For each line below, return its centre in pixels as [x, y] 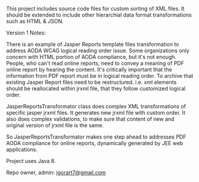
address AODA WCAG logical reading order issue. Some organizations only [98, 51]
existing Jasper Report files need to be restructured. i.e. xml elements [91, 82]
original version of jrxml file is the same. [55, 125]
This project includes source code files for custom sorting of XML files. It [95, 9]
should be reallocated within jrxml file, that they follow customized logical [96, 88]
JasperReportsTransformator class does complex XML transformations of [96, 106]
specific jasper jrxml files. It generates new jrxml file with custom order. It [96, 113]
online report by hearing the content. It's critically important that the [89, 70]
